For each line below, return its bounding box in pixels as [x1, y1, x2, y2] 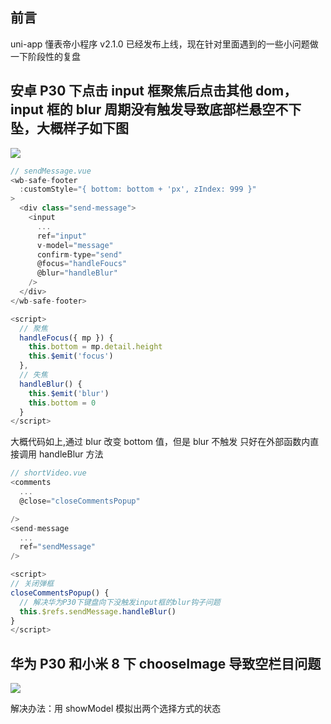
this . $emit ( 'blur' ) [28, 388, 110, 398]
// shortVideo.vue [10, 468, 87, 478]
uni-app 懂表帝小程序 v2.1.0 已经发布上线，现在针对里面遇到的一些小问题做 [10, 38, 319, 50]
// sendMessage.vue [10, 166, 92, 176]
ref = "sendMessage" [19, 542, 97, 552]
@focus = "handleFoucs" [36, 259, 128, 269]
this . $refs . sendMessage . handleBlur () [19, 606, 177, 617]
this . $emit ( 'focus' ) [28, 351, 114, 362]
